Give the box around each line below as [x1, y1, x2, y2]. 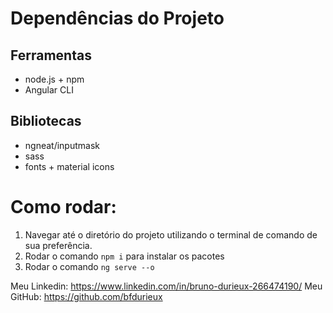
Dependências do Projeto [10, 7, 225, 30]
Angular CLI [24, 84, 74, 96]
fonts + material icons [24, 160, 115, 172]
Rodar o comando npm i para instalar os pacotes [24, 250, 225, 262]
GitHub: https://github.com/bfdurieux [10, 290, 163, 302]
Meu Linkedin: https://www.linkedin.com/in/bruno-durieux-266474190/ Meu [10, 280, 323, 292]
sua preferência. [24, 239, 93, 251]
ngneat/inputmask [24, 139, 101, 151]
